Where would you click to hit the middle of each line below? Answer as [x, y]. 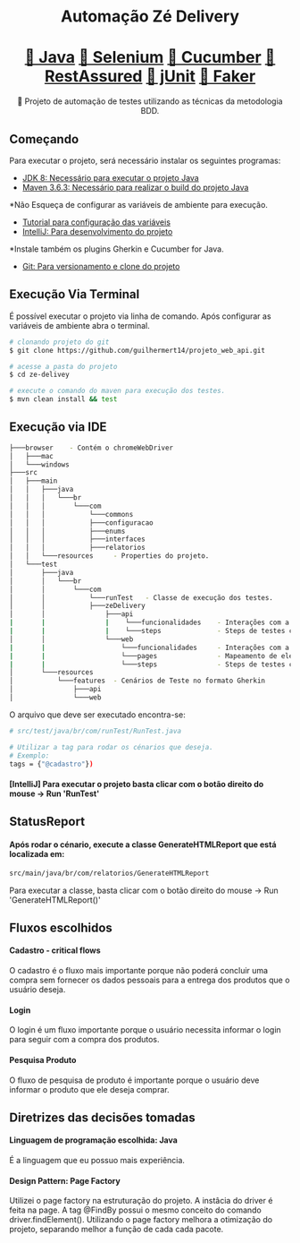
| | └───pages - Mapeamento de [143, 656]
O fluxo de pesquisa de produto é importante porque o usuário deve [134, 1080]
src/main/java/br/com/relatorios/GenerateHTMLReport [109, 873]
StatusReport [47, 822]
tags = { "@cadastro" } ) [51, 764]
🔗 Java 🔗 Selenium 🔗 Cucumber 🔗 [150, 58]
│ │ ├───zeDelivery [77, 606]
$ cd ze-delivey [39, 375]
